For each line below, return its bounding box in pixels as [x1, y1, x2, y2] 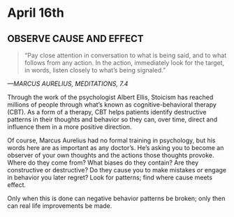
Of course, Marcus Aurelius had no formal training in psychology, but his [7, 136, 216, 144]
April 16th [7, 5, 64, 21]
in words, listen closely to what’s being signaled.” [24, 66, 166, 74]
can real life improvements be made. [7, 202, 112, 210]
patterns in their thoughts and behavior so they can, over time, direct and [7, 115, 218, 124]
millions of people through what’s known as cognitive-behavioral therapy [7, 100, 217, 109]
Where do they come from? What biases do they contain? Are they [7, 158, 199, 167]
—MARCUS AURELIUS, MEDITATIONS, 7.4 [7, 80, 129, 88]
